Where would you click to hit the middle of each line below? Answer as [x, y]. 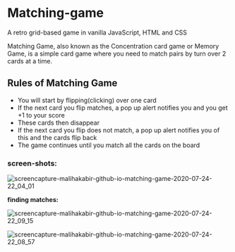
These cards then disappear [59, 122]
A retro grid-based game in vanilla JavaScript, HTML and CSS [97, 32]
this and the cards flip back [57, 137]
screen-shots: [32, 163]
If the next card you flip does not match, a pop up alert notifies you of [119, 130]
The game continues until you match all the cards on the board [109, 145]
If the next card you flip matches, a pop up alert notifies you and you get [122, 108]
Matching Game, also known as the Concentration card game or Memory [113, 46]
